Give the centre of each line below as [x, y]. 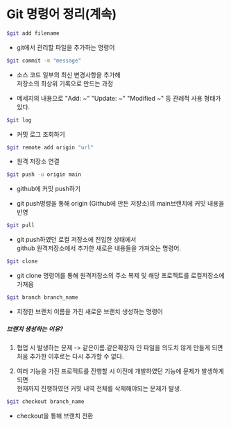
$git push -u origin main [44, 174]
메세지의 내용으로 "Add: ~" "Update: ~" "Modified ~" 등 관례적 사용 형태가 [119, 98]
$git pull [21, 226]
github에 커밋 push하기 [49, 189]
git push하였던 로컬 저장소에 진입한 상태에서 [76, 240]
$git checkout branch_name [45, 401]
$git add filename [33, 33]
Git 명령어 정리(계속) [62, 14]
